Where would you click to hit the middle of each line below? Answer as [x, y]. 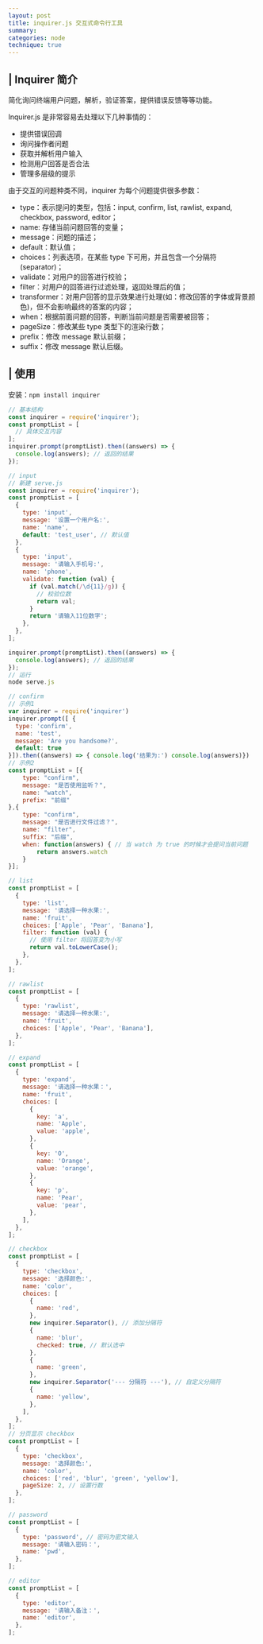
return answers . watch [72, 851]
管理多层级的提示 [48, 173]
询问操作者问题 [44, 143]
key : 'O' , [53, 1154]
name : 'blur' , [60, 1338]
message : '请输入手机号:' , [63, 564]
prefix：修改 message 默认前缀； [74, 336]
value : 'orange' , [65, 1168]
